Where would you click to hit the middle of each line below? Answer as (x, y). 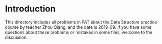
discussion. (16, 37)
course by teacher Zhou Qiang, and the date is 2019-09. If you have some (78, 27)
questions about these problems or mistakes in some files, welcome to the (79, 32)
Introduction (30, 9)
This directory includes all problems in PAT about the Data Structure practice (81, 22)
